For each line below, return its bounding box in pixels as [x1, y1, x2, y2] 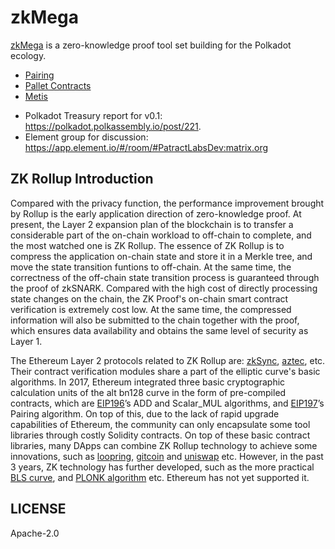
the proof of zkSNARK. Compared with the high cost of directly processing [10, 282, 318, 294]
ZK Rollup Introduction [10, 171, 154, 188]
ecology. [10, 49, 47, 61]
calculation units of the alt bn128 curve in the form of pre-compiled [10, 386, 287, 398]
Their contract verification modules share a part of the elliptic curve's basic [10, 365, 321, 377]
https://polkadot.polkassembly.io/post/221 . [24, 120, 202, 132]
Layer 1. [10, 335, 43, 347]
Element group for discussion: [24, 131, 149, 143]
